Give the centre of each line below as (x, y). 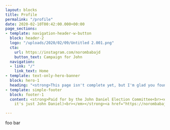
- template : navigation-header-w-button (49, 33)
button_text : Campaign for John (48, 57)
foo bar (13, 123)
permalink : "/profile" (29, 19)
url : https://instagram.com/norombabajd (57, 52)
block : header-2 (27, 38)
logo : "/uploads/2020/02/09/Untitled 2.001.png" (62, 43)
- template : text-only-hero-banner (43, 76)
